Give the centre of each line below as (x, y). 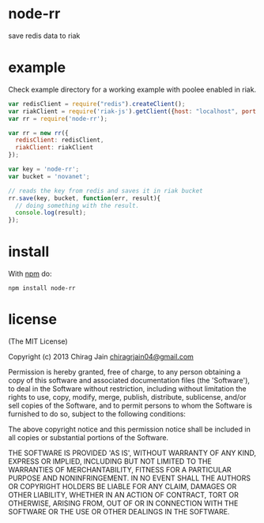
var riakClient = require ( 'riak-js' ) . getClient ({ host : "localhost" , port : (134, 111)
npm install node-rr (42, 288)
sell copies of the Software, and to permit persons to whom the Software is (130, 405)
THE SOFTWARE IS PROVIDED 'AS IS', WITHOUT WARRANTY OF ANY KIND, (132, 453)
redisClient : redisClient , (60, 140)
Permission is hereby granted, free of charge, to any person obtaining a (124, 372)
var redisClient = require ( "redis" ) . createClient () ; (97, 103)
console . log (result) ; (51, 213)
